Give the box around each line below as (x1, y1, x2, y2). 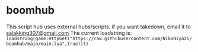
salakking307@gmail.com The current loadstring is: (6, 29, 132, 36)
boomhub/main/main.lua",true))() (6, 41, 89, 47)
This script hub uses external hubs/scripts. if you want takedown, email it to (6, 23, 191, 30)
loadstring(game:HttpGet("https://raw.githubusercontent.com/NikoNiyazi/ (6, 35, 193, 41)
